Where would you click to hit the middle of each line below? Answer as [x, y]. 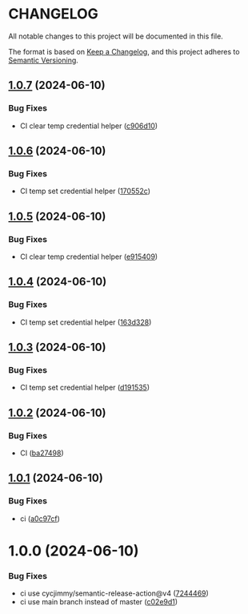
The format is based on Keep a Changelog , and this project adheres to [124, 51]
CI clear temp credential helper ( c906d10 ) [89, 126]
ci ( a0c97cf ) [40, 519]
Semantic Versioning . [43, 60]
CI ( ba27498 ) [42, 453]
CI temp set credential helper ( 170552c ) [85, 191]
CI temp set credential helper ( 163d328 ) [86, 322]
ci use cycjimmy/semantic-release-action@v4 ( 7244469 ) [114, 593]
